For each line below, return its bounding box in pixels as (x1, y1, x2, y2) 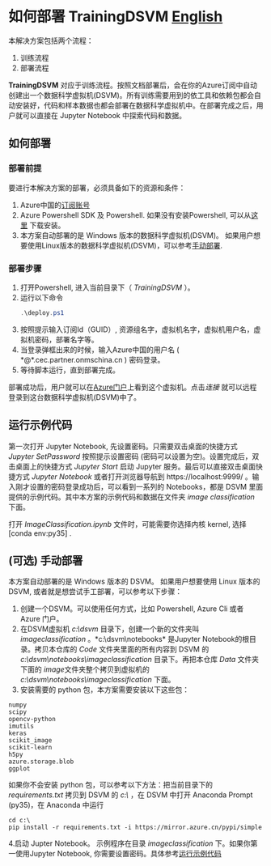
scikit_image (8, 737, 53, 745)
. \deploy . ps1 (19, 308, 65, 316)
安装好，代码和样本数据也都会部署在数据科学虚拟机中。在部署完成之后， (15, 100, 256, 110)
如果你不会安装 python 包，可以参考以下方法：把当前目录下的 (8, 780, 213, 790)
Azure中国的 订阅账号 (19, 200, 91, 210)
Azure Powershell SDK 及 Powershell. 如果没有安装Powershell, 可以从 (19, 210, 252, 219)
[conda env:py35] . (8, 528, 72, 538)
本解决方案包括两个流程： (8, 36, 94, 45)
